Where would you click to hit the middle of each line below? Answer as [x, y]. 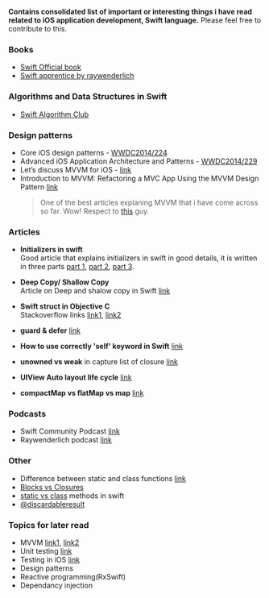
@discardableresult [52, 504]
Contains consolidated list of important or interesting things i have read [130, 12]
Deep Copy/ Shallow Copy [64, 282]
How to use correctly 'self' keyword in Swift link [101, 347]
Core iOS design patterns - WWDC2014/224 [93, 152]
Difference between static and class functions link [103, 478]
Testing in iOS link [50, 560]
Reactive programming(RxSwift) [73, 577]
